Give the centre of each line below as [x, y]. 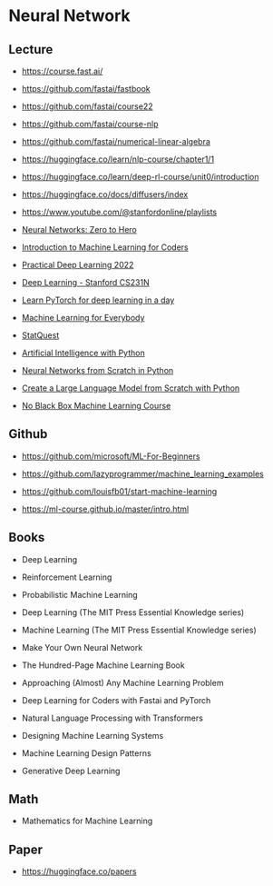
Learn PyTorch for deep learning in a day [98, 300]
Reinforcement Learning [67, 577]
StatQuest [40, 335]
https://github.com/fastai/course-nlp [90, 124]
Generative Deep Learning [71, 771]
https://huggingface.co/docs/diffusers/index [105, 194]
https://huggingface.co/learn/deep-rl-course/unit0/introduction [140, 177]
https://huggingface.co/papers [79, 871]
